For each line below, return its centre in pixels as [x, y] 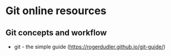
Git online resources [56, 11]
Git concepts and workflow [56, 33]
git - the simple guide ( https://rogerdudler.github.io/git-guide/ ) [90, 47]
